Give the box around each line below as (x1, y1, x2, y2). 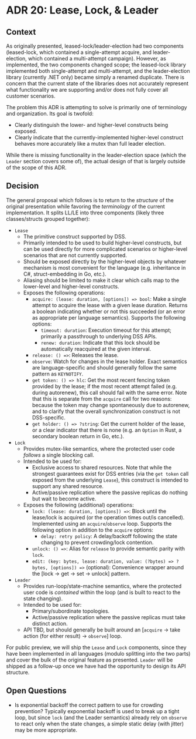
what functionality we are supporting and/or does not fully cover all (6, 86, 169, 93)
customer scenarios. (6, 92, 56, 99)
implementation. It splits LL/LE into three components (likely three (6, 209, 164, 216)
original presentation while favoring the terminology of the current (6, 203, 165, 210)
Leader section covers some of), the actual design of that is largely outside (6, 158, 185, 164)
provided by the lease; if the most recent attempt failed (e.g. (32, 382, 177, 389)
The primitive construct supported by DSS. (23, 233, 127, 240)
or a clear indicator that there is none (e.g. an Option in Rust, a (32, 426, 182, 434)
